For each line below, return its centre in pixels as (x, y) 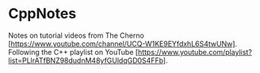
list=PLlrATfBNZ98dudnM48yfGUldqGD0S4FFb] (87, 60)
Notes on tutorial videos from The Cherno (76, 35)
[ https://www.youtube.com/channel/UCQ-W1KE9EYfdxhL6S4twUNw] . (123, 43)
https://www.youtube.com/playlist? (195, 52)
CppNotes (42, 14)
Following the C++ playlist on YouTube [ (73, 52)
